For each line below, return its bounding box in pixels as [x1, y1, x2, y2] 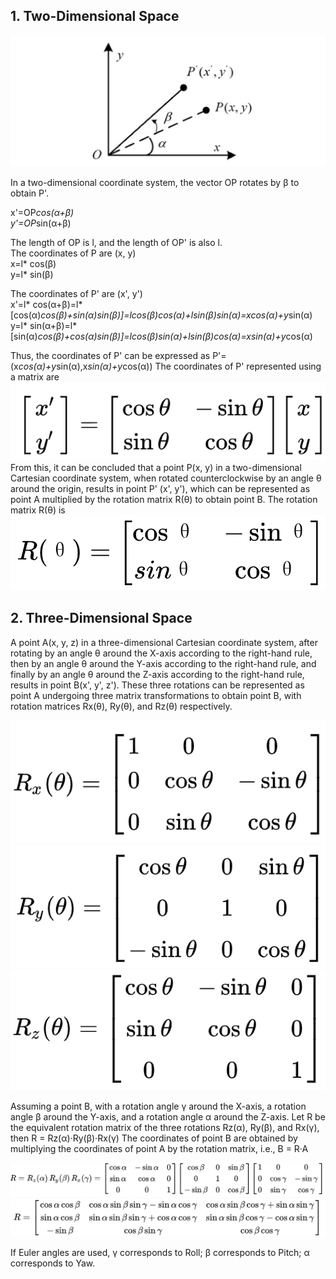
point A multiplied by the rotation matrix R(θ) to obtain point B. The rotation [10, 493, 318, 505]
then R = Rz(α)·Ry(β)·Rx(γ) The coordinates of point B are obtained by [10, 1132, 298, 1144]
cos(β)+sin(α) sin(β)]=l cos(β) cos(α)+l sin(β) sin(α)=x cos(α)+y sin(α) [40, 309, 313, 321]
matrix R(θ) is [10, 504, 66, 516]
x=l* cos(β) [10, 257, 57, 269]
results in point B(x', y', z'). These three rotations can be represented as [10, 679, 305, 691]
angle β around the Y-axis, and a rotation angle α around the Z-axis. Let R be [10, 1111, 326, 1123]
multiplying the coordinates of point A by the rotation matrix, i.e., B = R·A [10, 1143, 309, 1155]
